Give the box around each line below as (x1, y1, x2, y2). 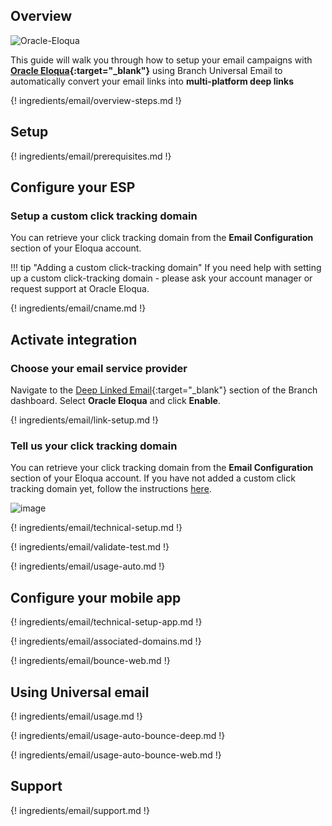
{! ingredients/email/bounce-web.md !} (10, 655, 171, 667)
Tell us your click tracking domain (10, 439, 178, 453)
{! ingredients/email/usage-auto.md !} (10, 560, 166, 573)
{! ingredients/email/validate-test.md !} (10, 541, 170, 553)
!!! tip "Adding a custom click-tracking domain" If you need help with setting (10, 262, 322, 274)
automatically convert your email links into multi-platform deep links (10, 75, 294, 87)
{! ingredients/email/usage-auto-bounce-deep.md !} (10, 729, 226, 741)
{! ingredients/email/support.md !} (10, 804, 150, 816)
